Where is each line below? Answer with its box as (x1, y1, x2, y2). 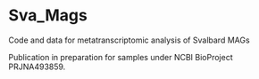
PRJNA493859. (8, 61, 66, 72)
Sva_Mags (8, 5, 88, 26)
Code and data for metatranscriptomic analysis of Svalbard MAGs (8, 35, 251, 45)
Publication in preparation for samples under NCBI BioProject (8, 51, 233, 62)
